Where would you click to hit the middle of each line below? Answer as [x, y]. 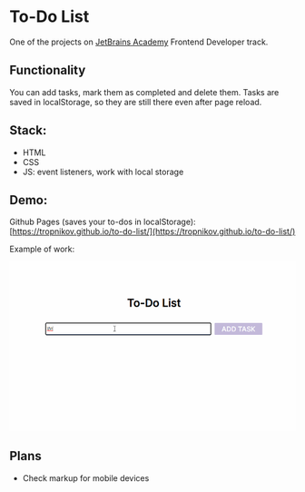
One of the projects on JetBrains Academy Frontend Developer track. [139, 42]
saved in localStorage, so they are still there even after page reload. [136, 102]
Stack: [28, 130]
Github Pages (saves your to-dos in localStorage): [103, 222]
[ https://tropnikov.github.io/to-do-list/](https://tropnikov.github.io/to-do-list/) [152, 231]
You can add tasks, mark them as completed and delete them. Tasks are [144, 92]
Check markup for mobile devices [86, 477]
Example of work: [42, 249]
